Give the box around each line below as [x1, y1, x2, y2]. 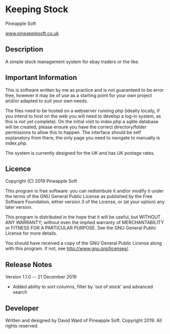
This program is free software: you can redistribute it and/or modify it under [5, 188, 164, 194]
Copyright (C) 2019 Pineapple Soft [5, 178, 77, 184]
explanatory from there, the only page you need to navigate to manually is [5, 134, 160, 141]
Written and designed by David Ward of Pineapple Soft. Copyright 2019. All [5, 317, 162, 323]
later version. [5, 204, 33, 210]
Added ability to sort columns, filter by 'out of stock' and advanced [12, 284, 153, 290]
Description [5, 45, 43, 54]
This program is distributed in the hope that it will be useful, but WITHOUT [5, 214, 161, 220]
